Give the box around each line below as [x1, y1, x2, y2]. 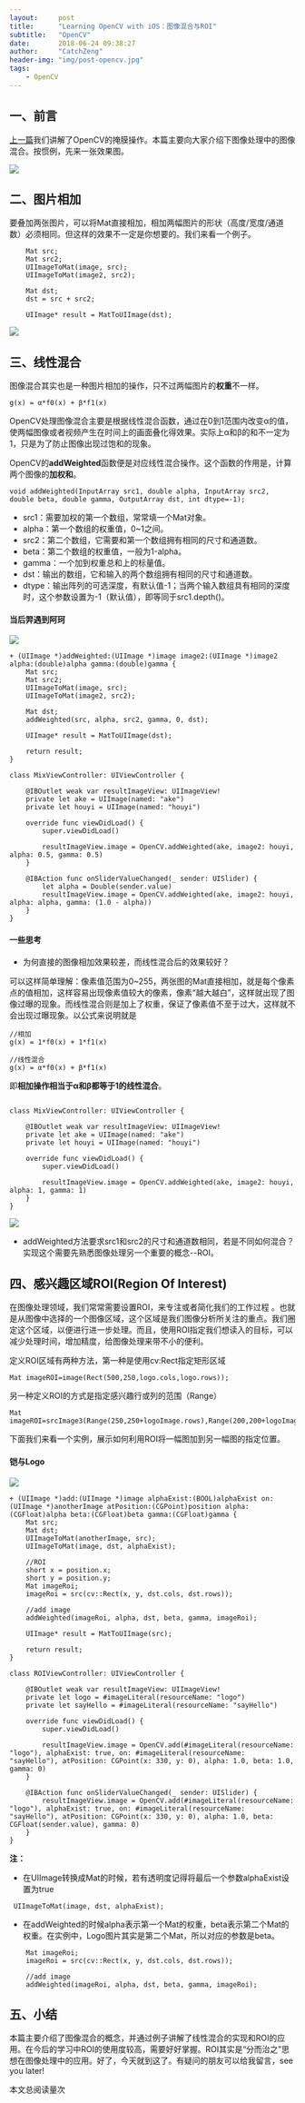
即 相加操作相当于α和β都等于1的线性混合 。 [9, 1080, 167, 1091]
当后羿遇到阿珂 [9, 614, 65, 625]
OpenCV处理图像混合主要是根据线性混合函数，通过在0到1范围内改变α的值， [9, 415, 293, 427]
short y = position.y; [25, 1573, 112, 1582]
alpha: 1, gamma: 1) [9, 1185, 88, 1195]
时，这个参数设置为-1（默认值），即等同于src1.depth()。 [22, 591, 230, 602]
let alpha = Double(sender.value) [42, 882, 172, 891]
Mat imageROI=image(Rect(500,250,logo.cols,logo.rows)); [9, 1374, 230, 1383]
